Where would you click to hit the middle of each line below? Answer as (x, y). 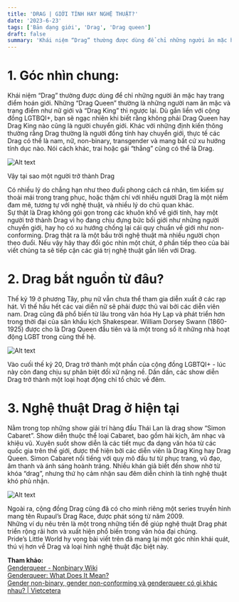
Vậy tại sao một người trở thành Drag (61, 176)
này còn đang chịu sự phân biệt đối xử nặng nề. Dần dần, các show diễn (113, 372)
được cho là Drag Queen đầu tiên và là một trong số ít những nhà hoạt (127, 329)
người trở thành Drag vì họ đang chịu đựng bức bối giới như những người (113, 220)
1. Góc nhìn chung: (63, 76)
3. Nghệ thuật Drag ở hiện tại (94, 409)
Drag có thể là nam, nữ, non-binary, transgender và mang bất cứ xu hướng (116, 141)
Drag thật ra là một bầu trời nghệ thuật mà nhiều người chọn (132, 235)
